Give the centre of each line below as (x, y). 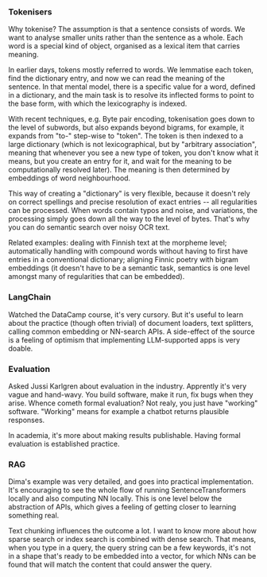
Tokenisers (30, 12)
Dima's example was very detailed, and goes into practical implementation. (131, 482)
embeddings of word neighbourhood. (70, 178)
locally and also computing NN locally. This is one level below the (115, 498)
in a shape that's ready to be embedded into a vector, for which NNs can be (132, 556)
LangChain (30, 297)
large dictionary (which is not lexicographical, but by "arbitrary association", (132, 145)
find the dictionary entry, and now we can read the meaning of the (116, 79)
